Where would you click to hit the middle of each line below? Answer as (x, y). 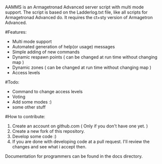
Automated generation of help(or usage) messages (63, 47)
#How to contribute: (25, 116)
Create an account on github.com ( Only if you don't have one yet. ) (80, 126)
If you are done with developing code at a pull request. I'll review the (81, 142)
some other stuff (29, 107)
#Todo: (12, 82)
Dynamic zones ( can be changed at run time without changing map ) (82, 67)
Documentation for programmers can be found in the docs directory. (74, 156)
